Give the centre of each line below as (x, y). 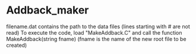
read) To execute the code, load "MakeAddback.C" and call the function (94, 32)
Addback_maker (48, 10)
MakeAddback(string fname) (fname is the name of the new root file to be (96, 39)
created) (17, 45)
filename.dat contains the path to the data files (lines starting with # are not (98, 26)
